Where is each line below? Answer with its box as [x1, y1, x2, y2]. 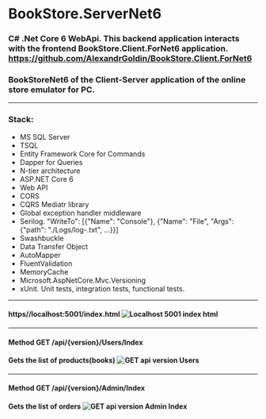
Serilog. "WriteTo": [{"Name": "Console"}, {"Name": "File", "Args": [19, 216, 234, 226]
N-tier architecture [19, 166, 81, 175]
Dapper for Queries [19, 157, 83, 167]
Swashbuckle [19, 233, 64, 243]
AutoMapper [19, 250, 61, 259]
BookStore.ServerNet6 [8, 5, 162, 23]
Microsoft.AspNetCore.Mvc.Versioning [19, 275, 146, 285]
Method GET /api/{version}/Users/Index [8, 337, 144, 347]
